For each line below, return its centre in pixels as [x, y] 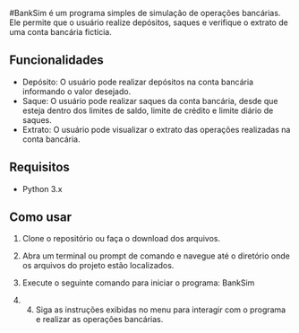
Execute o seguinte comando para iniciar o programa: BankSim [138, 283]
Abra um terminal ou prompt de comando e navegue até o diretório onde [156, 256]
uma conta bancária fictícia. [60, 32]
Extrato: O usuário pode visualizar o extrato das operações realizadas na [156, 129]
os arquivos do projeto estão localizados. [98, 266]
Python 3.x [42, 188]
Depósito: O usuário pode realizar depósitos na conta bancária [137, 82]
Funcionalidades [57, 61]
